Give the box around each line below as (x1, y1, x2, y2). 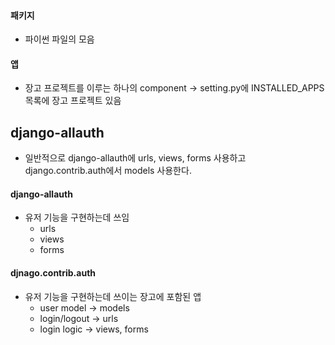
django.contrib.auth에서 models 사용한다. (24, 165, 192, 177)
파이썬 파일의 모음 (24, 33, 95, 45)
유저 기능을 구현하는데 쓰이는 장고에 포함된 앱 (24, 290, 202, 302)
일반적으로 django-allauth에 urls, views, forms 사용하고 (24, 152, 247, 164)
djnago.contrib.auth (10, 267, 97, 279)
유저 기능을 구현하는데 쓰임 (24, 211, 130, 224)
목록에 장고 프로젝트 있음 (24, 95, 122, 107)
